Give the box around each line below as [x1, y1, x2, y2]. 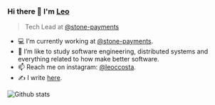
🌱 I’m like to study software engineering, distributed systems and [17, 47, 209, 56]
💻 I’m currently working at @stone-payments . [17, 37, 154, 46]
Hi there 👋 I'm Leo [7, 6, 70, 16]
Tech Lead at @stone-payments [24, 23, 120, 31]
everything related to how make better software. [17, 55, 159, 64]
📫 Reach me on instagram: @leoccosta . [17, 63, 137, 71]
